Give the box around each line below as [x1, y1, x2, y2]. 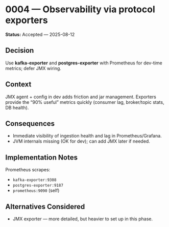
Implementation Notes [5, 153, 78, 162]
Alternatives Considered [5, 202, 85, 211]
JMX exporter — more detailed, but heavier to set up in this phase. [12, 216, 153, 222]
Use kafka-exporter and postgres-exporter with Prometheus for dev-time [5, 60, 162, 66]
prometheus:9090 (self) [12, 188, 60, 194]
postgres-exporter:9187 [12, 183, 64, 188]
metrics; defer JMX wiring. [5, 65, 61, 71]
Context [5, 80, 32, 89]
